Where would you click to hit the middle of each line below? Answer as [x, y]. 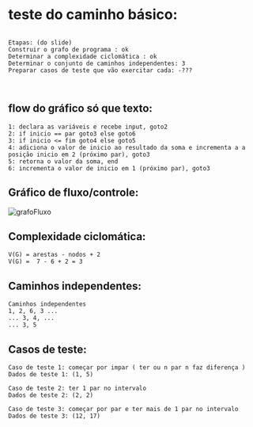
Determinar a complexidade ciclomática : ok [83, 56]
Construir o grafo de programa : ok [68, 49]
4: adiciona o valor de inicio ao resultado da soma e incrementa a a [127, 147]
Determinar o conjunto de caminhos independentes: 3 [97, 63]
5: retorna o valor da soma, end [63, 161]
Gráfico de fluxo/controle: [74, 193]
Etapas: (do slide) [40, 42]
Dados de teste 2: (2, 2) [51, 395]
